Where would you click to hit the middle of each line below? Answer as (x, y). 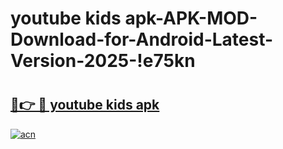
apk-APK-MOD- (191, 18)
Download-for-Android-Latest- (142, 39)
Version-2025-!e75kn (103, 61)
